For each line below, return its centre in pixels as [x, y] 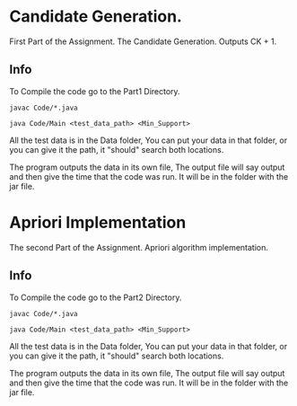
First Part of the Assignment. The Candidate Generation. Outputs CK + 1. [143, 41]
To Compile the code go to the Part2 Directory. [96, 297]
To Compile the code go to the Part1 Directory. [95, 91]
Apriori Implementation [98, 222]
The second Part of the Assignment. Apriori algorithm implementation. [139, 247]
